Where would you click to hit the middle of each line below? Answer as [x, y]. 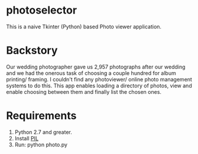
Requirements [41, 116]
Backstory [32, 50]
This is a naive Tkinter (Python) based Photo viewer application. [84, 27]
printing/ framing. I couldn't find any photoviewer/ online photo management [99, 79]
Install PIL [27, 138]
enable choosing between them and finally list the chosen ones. [84, 91]
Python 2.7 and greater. [43, 132]
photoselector [42, 10]
